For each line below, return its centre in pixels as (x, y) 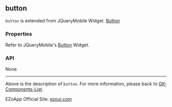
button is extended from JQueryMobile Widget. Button (63, 20)
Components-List (24, 89)
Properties (19, 34)
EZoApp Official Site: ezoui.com (39, 99)
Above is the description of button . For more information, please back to (81, 84)
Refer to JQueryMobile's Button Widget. (47, 45)
